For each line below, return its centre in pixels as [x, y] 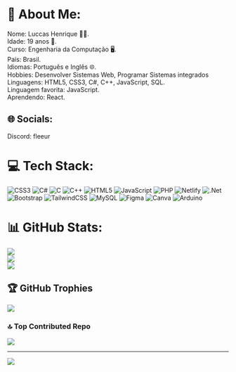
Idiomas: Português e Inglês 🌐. [52, 67]
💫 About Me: [44, 14]
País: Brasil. [24, 59]
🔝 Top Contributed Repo [49, 326]
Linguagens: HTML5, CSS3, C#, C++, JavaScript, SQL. [86, 82]
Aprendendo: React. [36, 97]
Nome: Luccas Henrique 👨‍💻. [48, 34]
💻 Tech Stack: [51, 166]
